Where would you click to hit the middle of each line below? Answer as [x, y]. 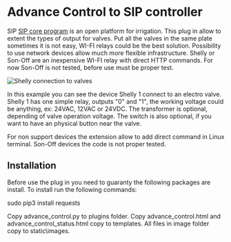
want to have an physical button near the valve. [74, 123]
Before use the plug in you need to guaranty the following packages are [109, 182]
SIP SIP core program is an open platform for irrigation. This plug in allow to [114, 31]
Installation [32, 166]
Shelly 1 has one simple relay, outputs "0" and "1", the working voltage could [115, 101]
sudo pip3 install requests [44, 203]
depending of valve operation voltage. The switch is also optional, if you [110, 116]
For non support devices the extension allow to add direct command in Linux [116, 136]
